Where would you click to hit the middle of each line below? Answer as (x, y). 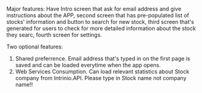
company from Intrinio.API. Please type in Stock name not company (101, 78)
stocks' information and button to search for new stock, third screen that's (100, 22)
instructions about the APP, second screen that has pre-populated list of (98, 15)
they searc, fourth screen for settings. (54, 35)
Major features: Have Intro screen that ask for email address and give (94, 9)
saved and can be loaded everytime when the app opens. (88, 65)
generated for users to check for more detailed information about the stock (101, 28)
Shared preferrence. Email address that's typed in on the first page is (103, 58)
